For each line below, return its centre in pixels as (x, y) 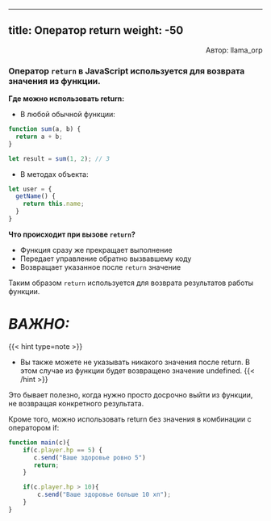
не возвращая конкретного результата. (76, 403)
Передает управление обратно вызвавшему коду (106, 258)
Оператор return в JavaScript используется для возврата (127, 71)
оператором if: (34, 427)
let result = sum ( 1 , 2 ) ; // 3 (59, 158)
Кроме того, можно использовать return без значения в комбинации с (130, 419)
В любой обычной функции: (67, 115)
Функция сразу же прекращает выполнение (96, 250)
